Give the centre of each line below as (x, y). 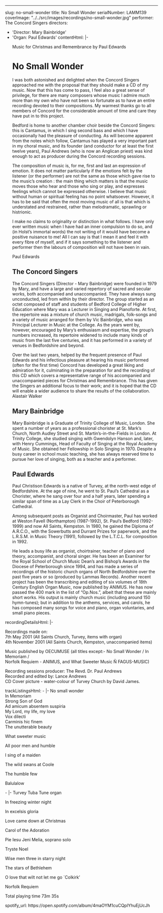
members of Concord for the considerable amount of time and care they (84, 111)
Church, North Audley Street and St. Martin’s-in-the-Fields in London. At (84, 433)
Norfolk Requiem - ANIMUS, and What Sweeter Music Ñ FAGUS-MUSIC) (77, 662)
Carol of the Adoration (27, 831)
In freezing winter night (28, 802)
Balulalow (15, 783)
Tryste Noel (17, 849)
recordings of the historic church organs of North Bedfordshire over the (83, 572)
